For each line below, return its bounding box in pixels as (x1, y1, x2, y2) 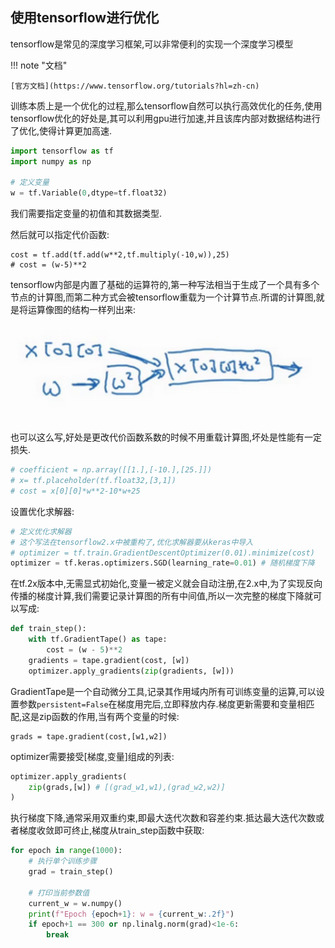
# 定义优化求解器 (10, 526, 72, 537)
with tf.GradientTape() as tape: (28, 634, 168, 645)
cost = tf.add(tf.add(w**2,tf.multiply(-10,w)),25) (10, 250, 230, 260)
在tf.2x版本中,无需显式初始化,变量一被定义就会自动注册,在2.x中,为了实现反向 (10, 578, 323, 590)
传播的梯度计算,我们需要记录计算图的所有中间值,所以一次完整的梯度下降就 (10, 590, 314, 602)
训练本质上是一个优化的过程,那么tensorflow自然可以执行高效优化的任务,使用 (10, 99, 323, 112)
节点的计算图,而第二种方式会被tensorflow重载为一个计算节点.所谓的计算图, (10, 291, 317, 303)
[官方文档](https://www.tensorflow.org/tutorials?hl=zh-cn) (10, 81, 260, 91)
